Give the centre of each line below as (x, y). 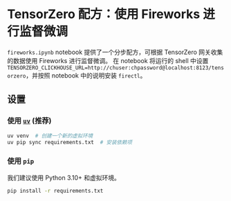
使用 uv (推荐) (29, 121)
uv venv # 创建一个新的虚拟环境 (50, 136)
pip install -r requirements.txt (55, 191)
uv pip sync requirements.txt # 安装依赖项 (70, 142)
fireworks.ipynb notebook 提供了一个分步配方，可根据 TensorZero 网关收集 (115, 52)
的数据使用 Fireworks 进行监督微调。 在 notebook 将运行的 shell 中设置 (108, 60)
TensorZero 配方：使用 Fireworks (104, 14)
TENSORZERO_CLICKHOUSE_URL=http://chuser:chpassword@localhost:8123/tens (116, 68)
